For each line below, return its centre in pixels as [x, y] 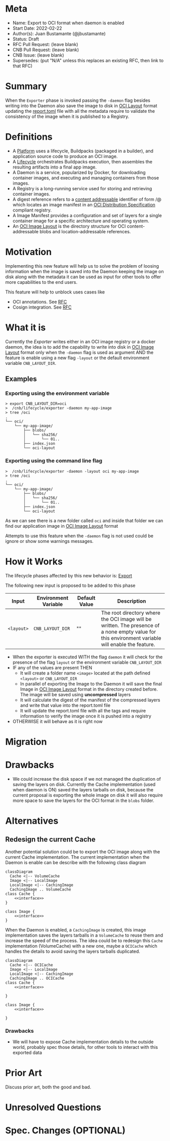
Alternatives [32, 821]
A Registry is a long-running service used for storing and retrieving [82, 188]
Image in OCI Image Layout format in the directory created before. [89, 689]
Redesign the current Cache [50, 840]
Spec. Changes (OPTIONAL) [65, 1131]
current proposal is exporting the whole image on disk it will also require [88, 795]
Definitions [29, 137]
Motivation [29, 252]
